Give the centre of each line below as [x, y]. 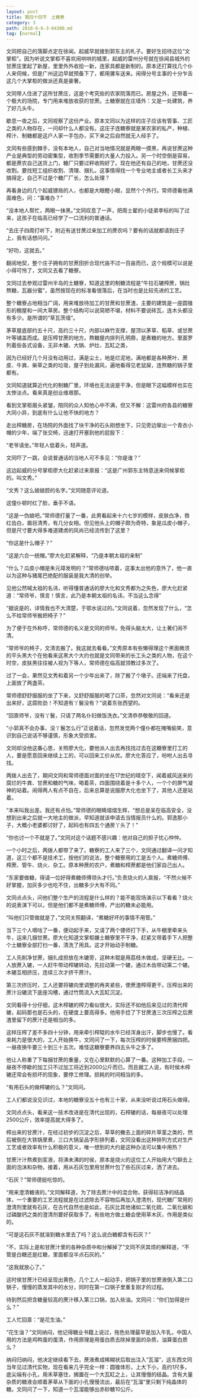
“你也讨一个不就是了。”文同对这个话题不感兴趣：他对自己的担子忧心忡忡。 [95, 838]
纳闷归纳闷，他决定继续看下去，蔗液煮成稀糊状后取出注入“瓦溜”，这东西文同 [99, 1359]
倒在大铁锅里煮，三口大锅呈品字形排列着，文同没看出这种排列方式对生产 [105, 1140]
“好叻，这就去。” [25, 251]
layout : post [22, 12]
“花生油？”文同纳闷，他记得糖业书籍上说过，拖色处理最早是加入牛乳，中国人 [99, 1332]
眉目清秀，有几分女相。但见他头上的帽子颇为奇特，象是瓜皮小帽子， [110, 523]
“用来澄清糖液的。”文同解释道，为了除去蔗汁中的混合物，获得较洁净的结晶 [95, 1192]
